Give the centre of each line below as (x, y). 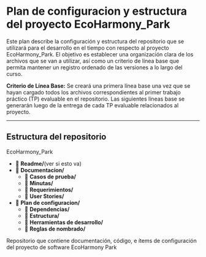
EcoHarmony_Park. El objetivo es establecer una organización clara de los (100, 54)
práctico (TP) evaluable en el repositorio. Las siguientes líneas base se (96, 99)
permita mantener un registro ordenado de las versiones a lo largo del (94, 67)
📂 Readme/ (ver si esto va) (48, 163)
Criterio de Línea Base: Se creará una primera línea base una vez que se (98, 86)
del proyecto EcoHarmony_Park (88, 24)
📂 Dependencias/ (47, 209)
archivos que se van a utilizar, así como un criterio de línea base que (93, 61)
